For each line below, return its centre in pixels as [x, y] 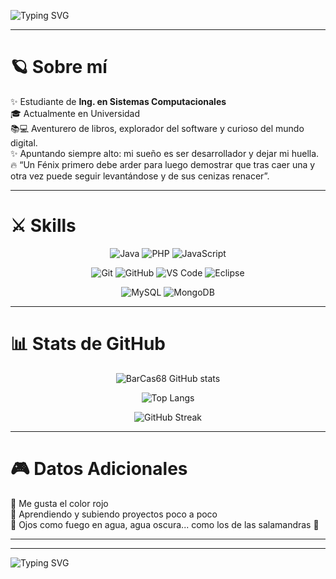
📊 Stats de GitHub [88, 344]
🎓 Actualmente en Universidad [75, 113]
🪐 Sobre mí [59, 67]
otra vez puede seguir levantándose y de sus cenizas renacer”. [140, 176]
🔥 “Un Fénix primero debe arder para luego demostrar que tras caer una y [163, 164]
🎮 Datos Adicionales [99, 469]
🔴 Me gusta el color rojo [59, 503]
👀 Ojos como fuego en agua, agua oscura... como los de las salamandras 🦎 [165, 524]
